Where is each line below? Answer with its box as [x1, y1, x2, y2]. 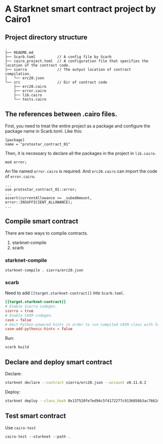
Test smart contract [5, 412, 66, 420]
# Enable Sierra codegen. [5, 304, 57, 309]
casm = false [5, 317, 32, 323]
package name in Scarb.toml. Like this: [5, 128, 82, 134]
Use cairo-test [5, 425, 36, 430]
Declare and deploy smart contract [5, 358, 113, 366]
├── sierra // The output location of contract [5, 67, 131, 72]
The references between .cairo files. [5, 110, 117, 119]
